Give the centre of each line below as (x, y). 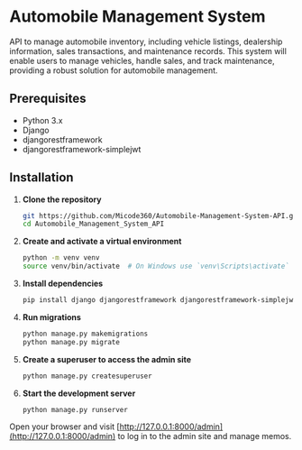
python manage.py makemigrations (85, 334)
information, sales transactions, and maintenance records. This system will (148, 51)
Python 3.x (42, 120)
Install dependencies (63, 284)
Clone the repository (62, 199)
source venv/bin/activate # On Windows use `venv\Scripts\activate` (156, 266)
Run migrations (51, 317)
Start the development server (79, 393)
